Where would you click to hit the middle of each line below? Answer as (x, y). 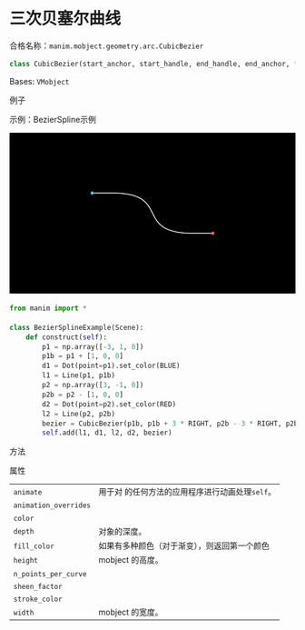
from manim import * (49, 309)
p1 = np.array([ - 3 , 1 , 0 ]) (93, 346)
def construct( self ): (66, 337)
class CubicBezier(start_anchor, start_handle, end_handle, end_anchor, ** (156, 64)
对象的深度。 (123, 531)
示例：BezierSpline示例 (53, 119)
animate (28, 492)
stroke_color (38, 600)
